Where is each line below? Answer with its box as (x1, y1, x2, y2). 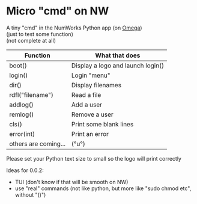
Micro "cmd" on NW (6, 4, 109, 18)
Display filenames (71, 81, 122, 89)
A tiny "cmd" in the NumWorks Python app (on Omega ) (6, 24, 142, 31)
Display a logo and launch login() (71, 61, 164, 70)
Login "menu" (71, 71, 111, 79)
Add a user (71, 100, 102, 109)
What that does (95, 51, 141, 60)
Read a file (71, 90, 102, 99)
